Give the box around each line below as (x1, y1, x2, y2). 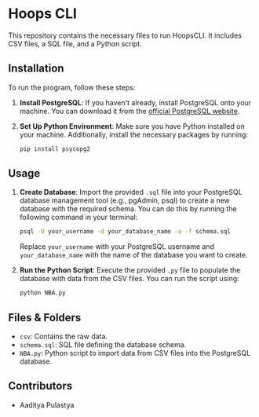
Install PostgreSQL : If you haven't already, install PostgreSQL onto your (19, 97, 252, 107)
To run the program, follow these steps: (8, 82, 136, 92)
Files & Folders (8, 311, 82, 324)
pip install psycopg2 (19, 144, 90, 153)
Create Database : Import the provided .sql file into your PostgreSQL (19, 188, 243, 197)
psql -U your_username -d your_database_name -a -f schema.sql (19, 228, 232, 236)
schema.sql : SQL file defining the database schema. (19, 340, 187, 349)
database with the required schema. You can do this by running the (19, 204, 237, 214)
